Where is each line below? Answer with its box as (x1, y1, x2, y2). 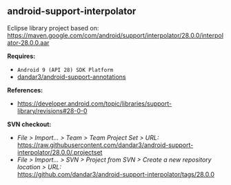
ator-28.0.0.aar (7, 38, 50, 47)
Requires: (7, 52, 36, 60)
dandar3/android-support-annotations (17, 72, 126, 81)
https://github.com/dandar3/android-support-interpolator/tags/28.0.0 (17, 170, 215, 178)
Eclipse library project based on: (7, 23, 99, 32)
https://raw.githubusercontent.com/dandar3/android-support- (17, 141, 194, 149)
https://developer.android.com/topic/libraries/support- (17, 99, 172, 108)
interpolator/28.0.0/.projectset (17, 148, 103, 156)
